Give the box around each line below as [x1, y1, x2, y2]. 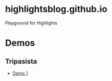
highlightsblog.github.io [5, 3, 108, 15]
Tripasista [5, 57, 37, 66]
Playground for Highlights [5, 20, 58, 26]
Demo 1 [12, 70, 28, 76]
